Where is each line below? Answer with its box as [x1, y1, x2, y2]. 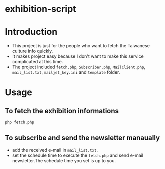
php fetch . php [5, 120, 35, 125]
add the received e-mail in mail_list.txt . [12, 147, 98, 153]
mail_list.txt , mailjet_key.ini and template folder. [12, 69, 120, 75]
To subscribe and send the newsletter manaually [5, 134, 160, 142]
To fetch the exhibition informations [5, 106, 119, 115]
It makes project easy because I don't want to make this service [12, 53, 144, 59]
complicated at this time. [12, 59, 63, 65]
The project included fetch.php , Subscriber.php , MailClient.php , [12, 64, 146, 70]
